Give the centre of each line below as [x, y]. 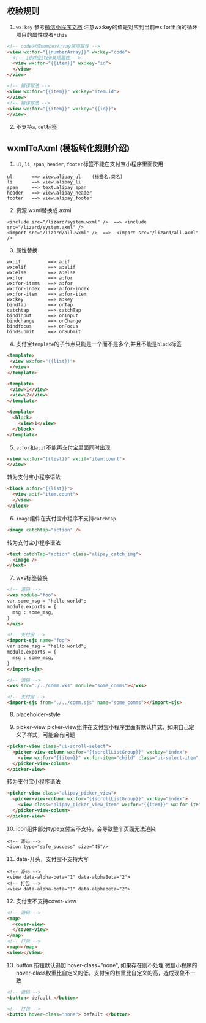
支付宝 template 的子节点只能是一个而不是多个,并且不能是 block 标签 [99, 344]
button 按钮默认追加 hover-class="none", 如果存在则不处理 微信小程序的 [106, 965]
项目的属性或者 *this [42, 34]
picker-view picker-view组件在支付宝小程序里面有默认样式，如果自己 [102, 727]
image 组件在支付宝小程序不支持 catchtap [66, 518]
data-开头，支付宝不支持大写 [52, 859]
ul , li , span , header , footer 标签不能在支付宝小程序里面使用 [90, 164]
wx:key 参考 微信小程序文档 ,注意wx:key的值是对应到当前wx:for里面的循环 [107, 27]
